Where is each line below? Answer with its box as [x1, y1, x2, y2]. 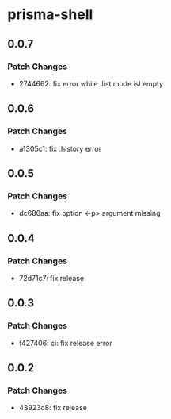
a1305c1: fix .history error [18, 144, 102, 153]
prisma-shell [7, 6, 93, 24]
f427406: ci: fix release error [18, 338, 112, 348]
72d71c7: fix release [18, 273, 85, 283]
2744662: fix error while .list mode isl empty [18, 79, 164, 88]
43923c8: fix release [18, 403, 88, 413]
